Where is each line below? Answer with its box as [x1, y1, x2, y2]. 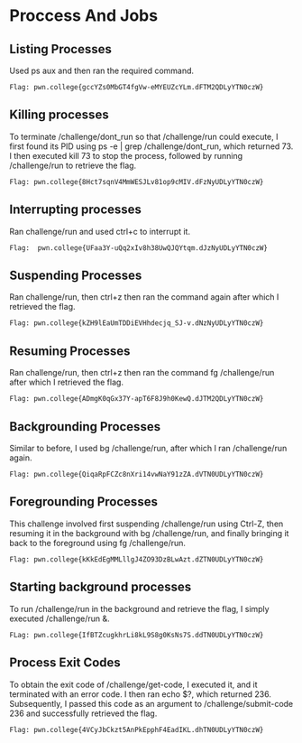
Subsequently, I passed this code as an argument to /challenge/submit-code [9, 698, 294, 709]
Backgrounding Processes [9, 419, 160, 434]
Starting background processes [9, 580, 192, 595]
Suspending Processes [9, 268, 142, 283]
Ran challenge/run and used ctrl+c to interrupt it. [9, 226, 191, 237]
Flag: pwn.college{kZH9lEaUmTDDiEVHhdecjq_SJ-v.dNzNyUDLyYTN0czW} [9, 319, 264, 328]
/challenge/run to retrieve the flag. [9, 160, 137, 171]
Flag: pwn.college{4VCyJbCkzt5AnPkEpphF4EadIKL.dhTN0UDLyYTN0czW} [9, 725, 264, 734]
